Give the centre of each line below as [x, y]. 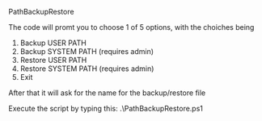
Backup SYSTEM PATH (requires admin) [87, 51]
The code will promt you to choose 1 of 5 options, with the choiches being [131, 27]
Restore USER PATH [53, 60]
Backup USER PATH [53, 43]
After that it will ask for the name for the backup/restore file [107, 93]
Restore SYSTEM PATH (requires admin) [87, 69]
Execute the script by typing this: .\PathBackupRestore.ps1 [106, 108]
